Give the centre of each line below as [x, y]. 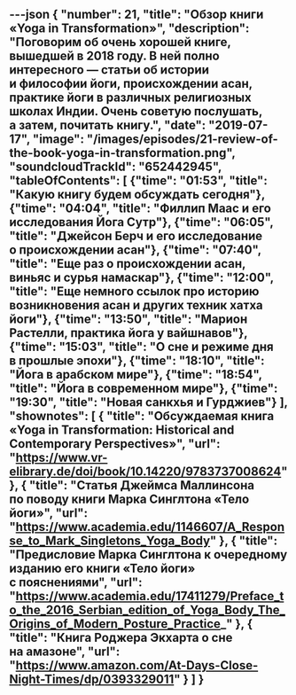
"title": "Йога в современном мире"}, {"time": [144, 389]
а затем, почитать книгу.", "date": [108, 125]
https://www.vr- [62, 458]
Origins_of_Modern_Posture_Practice [115, 624]
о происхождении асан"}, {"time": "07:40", [135, 250]
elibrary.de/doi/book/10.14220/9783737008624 [145, 472]
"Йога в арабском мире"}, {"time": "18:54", [136, 375]
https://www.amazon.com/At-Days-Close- [137, 665]
